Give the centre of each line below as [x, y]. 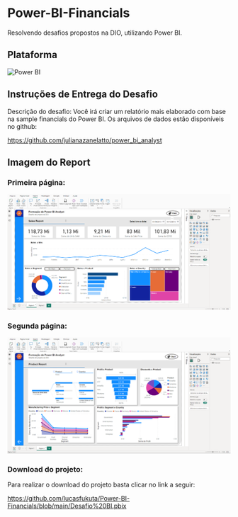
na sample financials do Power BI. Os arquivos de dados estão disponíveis [116, 119]
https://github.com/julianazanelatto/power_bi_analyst [85, 140]
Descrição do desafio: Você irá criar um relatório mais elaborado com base [117, 111]
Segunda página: [37, 326]
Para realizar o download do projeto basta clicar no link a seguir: [101, 485]
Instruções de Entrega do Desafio [83, 95]
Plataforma [33, 55]
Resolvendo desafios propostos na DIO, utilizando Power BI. [95, 33]
